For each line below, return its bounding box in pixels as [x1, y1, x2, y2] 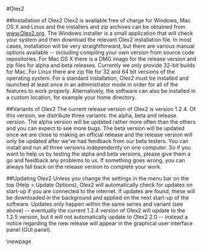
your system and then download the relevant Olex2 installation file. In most [6, 36, 192, 43]
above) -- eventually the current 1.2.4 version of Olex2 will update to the [6, 207, 186, 214]
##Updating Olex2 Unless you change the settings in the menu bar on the [6, 175, 189, 182]
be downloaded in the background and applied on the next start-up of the [6, 194, 189, 201]
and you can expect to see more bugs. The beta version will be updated [6, 125, 185, 132]
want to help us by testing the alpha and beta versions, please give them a [6, 150, 191, 157]
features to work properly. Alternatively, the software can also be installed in [6, 87, 196, 94]
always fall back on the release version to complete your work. [6, 163, 162, 170]
